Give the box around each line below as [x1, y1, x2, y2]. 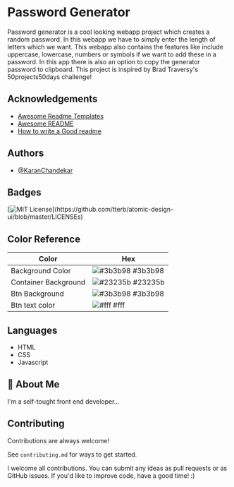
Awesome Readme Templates [17, 112, 104, 120]
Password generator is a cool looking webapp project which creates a [7, 28, 210, 36]
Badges [7, 186, 42, 198]
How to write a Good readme [17, 126, 102, 135]
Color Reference [7, 233, 81, 245]
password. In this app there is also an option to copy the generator [7, 57, 201, 66]
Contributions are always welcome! [7, 436, 110, 445]
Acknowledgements [7, 93, 98, 105]
